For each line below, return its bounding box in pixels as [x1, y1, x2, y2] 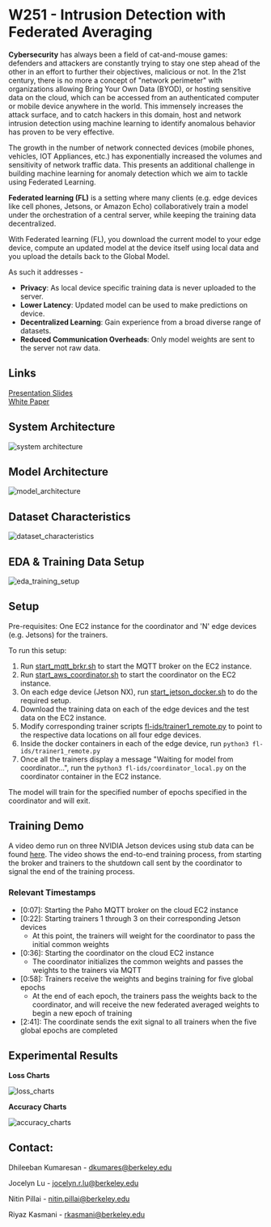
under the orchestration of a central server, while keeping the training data [8, 210, 256, 219]
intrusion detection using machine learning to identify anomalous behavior [8, 118, 256, 128]
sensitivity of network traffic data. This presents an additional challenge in [8, 159, 256, 169]
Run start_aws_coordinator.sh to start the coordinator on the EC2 [19, 669, 236, 679]
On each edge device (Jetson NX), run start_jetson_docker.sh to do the [19, 686, 258, 697]
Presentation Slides [8, 388, 73, 397]
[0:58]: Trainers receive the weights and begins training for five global [19, 974, 253, 983]
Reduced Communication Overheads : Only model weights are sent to [19, 334, 255, 344]
